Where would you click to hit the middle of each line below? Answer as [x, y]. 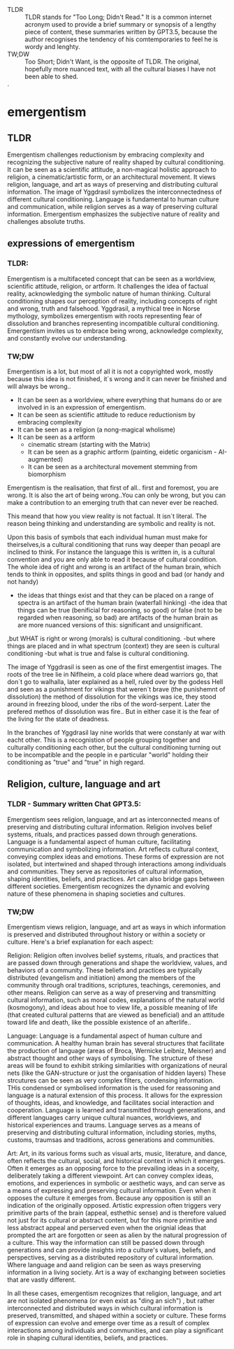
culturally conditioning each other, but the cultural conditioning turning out [114, 747]
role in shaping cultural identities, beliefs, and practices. [88, 1338]
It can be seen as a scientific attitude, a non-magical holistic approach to [112, 170]
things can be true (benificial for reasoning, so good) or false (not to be [119, 610]
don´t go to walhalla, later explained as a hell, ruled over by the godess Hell [115, 681]
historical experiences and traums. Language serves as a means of [104, 1125]
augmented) [45, 459]
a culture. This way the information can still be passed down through [106, 1242]
